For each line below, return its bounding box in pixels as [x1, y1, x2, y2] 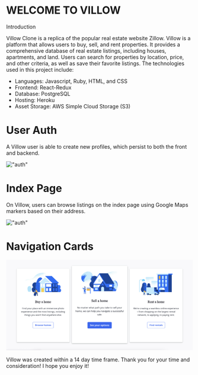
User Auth [6, 124, 58, 137]
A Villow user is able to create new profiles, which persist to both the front [6, 143, 187, 150]
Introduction [6, 23, 36, 30]
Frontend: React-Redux [14, 84, 72, 91]
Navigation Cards [6, 240, 94, 253]
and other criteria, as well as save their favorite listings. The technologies [6, 60, 185, 67]
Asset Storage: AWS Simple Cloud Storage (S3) [14, 102, 131, 110]
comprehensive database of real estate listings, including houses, [6, 47, 167, 54]
